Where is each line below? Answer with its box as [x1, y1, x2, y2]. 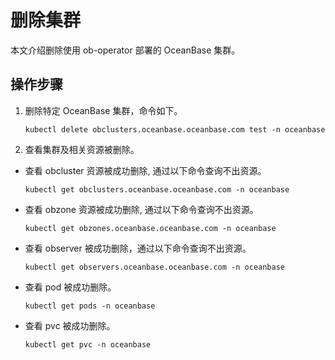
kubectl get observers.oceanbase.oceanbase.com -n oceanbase [24, 262, 286, 272]
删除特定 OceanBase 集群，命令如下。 [24, 104, 183, 116]
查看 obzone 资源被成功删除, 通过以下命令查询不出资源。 [24, 203, 259, 215]
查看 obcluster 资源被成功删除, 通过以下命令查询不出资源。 [24, 164, 267, 176]
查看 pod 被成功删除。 [24, 281, 117, 293]
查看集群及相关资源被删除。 [24, 143, 140, 155]
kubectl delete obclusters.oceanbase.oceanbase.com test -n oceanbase [24, 124, 326, 135]
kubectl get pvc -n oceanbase [24, 339, 152, 350]
